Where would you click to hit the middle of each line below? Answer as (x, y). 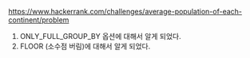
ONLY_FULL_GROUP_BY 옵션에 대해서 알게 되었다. (100, 36)
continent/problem (39, 20)
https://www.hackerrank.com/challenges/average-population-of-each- (125, 12)
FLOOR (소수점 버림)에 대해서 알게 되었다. (85, 46)
